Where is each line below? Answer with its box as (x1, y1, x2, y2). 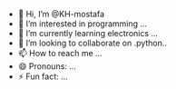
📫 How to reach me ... (17, 48, 103, 58)
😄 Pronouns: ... (17, 61, 77, 72)
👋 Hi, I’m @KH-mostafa (17, 9, 105, 19)
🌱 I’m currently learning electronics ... (17, 28, 159, 38)
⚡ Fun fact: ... (17, 71, 68, 82)
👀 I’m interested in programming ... (17, 18, 148, 29)
